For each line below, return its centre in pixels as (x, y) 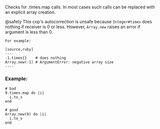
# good (12, 110)
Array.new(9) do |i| (26, 114)
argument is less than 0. (29, 32)
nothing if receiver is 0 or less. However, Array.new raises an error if (73, 27)
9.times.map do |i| (25, 93)
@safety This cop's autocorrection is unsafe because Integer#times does (79, 22)
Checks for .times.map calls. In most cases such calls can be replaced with (80, 7)
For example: (18, 41)
